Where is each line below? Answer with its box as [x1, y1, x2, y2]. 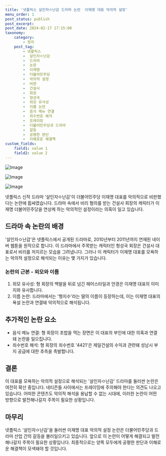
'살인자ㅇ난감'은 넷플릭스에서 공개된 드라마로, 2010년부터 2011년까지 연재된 [5, 236, 151, 242]
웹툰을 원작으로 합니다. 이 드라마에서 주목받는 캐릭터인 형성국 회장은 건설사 [10, 242, 155, 249]
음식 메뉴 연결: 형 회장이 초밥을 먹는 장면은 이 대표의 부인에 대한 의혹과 [12, 329, 149, 336]
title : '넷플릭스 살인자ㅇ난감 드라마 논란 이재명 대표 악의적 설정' [5, 7, 128, 12]
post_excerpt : [5, 21, 35, 26]
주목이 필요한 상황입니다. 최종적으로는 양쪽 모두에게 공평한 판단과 [22, 440, 148, 446]
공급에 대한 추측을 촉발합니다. [17, 348, 75, 354]
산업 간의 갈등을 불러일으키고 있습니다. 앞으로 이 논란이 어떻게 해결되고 [14, 433, 151, 439]
